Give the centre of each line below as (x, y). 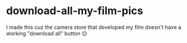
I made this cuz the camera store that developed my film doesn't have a (94, 27)
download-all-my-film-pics (75, 11)
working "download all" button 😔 (47, 33)
